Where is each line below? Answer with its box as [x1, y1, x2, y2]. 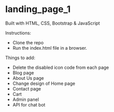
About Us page [12, 75, 44, 81]
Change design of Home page [12, 80, 76, 86]
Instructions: [5, 30, 31, 36]
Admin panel [12, 96, 39, 102]
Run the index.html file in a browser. [12, 45, 87, 51]
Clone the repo [12, 39, 44, 46]
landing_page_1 [5, 4, 71, 15]
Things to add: [5, 54, 35, 61]
